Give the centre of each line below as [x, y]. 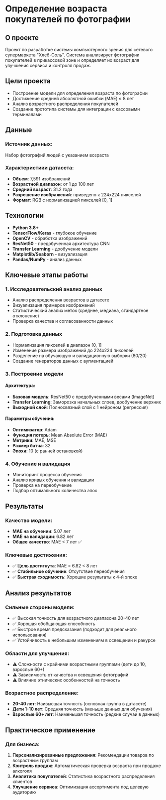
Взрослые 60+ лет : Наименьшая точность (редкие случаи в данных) [86, 714]
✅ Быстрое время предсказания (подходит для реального [74, 629]
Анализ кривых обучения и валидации [53, 480]
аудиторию [24, 792]
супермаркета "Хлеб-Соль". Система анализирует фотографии [72, 55]
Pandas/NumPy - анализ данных [47, 259]
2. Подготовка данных [34, 334]
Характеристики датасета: [40, 168]
